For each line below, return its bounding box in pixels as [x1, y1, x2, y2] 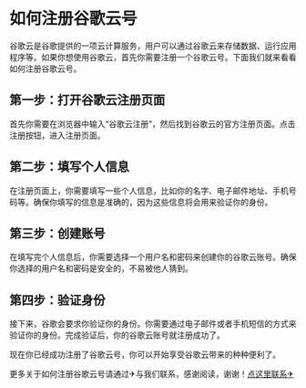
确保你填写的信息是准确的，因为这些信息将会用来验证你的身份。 [33, 196, 273, 207]
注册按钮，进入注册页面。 [9, 130, 106, 141]
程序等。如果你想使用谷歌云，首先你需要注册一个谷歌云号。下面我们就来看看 [9, 51, 297, 62]
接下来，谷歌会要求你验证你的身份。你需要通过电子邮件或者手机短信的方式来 [9, 319, 297, 330]
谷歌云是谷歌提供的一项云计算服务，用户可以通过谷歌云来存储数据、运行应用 [9, 40, 297, 51]
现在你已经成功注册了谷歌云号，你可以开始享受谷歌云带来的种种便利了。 [9, 349, 280, 361]
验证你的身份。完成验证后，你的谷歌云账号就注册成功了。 [9, 330, 225, 341]
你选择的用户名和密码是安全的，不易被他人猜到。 [9, 263, 193, 274]
